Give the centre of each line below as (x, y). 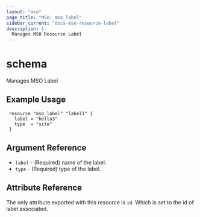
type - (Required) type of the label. (58, 169)
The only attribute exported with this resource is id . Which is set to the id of (100, 202)
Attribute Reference (44, 188)
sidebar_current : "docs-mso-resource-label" (63, 23)
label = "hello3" (36, 119)
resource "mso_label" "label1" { (51, 113)
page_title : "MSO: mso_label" (44, 17)
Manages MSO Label (32, 81)
